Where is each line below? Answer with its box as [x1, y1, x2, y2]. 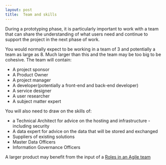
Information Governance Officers [12, 144, 81, 150]
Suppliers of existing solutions [12, 133, 75, 139]
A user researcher [12, 93, 50, 99]
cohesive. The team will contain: [5, 56, 71, 62]
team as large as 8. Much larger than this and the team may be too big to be [5, 51, 161, 57]
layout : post [5, 7, 32, 12]
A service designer [12, 87, 51, 93]
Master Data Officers [12, 138, 56, 145]
